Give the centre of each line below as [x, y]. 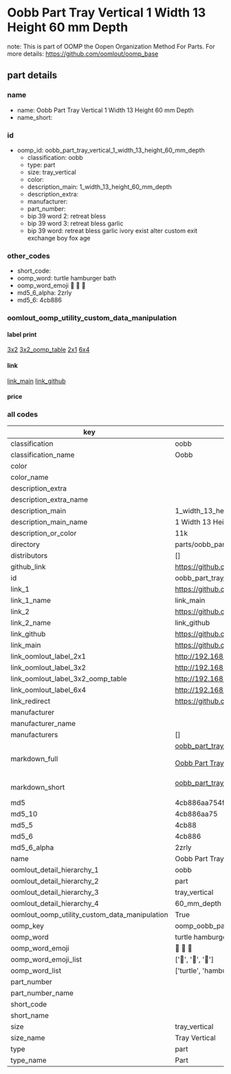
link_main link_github [37, 381]
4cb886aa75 [196, 814]
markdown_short [38, 787]
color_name [30, 477]
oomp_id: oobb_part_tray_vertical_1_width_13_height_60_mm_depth [111, 150]
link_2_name [31, 623]
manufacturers [34, 735]
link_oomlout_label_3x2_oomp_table [69, 679]
